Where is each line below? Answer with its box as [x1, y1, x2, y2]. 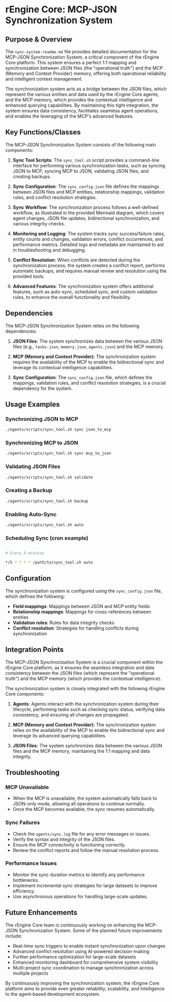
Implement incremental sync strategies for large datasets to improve [12, 882, 158, 888]
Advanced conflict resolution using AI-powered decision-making [12, 948, 150, 954]
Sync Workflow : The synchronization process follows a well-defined [12, 204, 159, 210]
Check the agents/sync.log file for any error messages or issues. [12, 830, 150, 837]
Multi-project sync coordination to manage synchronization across [12, 965, 154, 971]
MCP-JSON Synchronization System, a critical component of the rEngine [5, 54, 159, 60]
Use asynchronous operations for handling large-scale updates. [12, 893, 148, 899]
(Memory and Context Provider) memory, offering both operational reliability [5, 70, 167, 77]
